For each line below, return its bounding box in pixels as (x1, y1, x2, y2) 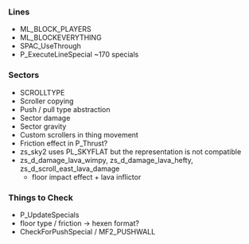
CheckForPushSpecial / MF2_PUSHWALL (19, 227, 156, 236)
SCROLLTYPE (19, 87, 65, 97)
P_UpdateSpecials (19, 210, 80, 219)
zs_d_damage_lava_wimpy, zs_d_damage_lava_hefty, (19, 155, 193, 165)
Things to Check (8, 192, 73, 203)
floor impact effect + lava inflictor (31, 172, 142, 181)
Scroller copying (19, 96, 74, 106)
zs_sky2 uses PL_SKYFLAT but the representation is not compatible (19, 146, 242, 157)
